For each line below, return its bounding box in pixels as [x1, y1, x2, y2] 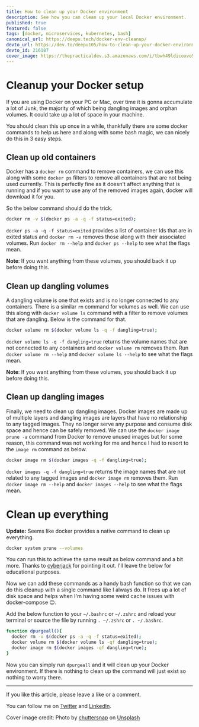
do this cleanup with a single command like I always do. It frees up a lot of [6, 586, 187, 593]
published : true [6, 20, 46, 26]
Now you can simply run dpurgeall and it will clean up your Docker [6, 661, 169, 668]
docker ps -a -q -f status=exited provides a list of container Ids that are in [6, 227, 192, 234]
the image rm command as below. [6, 445, 87, 452]
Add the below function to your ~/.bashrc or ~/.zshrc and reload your [6, 610, 176, 618]
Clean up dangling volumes [6, 281, 110, 291]
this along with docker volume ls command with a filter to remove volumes [6, 310, 188, 317]
